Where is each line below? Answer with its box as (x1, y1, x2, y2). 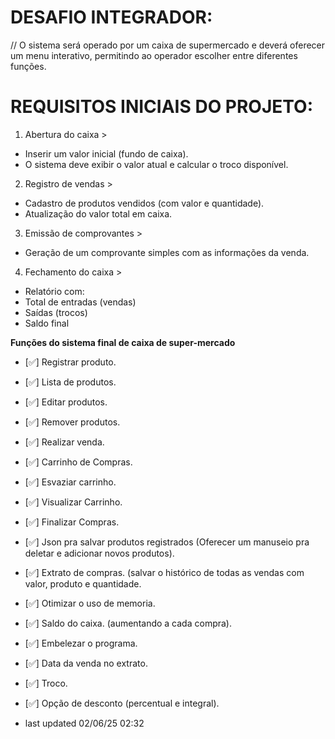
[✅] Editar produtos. (24, 396, 108, 408)
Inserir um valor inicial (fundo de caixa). (24, 147, 189, 160)
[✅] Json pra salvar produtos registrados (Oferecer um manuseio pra (24, 536, 310, 548)
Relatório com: (24, 285, 85, 297)
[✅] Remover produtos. (24, 416, 121, 428)
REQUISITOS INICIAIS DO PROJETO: (10, 96, 314, 118)
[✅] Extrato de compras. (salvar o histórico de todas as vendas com (24, 566, 305, 578)
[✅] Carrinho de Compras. (24, 456, 133, 468)
